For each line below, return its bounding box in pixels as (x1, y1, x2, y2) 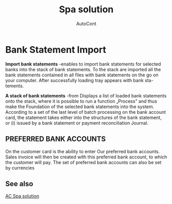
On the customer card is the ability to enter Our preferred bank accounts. (5, 148, 160, 154)
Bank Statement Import (5, 44, 106, 55)
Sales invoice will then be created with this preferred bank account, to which (5, 154, 167, 160)
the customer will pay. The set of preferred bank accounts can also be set (5, 159, 162, 165)
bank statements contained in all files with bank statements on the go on (5, 72, 159, 78)
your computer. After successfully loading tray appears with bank (5, 77, 144, 83)
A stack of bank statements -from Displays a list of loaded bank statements (5, 92, 167, 98)
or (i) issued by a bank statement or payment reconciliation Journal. (5, 119, 149, 126)
